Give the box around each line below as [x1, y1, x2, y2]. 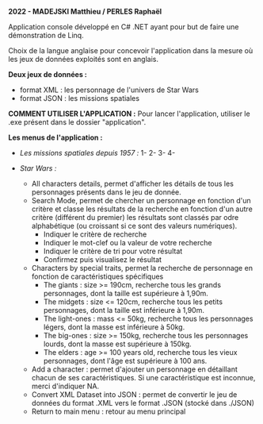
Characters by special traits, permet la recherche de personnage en [31, 264, 253, 272]
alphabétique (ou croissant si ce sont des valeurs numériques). [31, 222, 238, 230]
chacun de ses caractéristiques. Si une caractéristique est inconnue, [31, 373, 256, 382]
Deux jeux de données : [8, 70, 87, 79]
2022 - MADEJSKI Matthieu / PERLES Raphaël [8, 7, 162, 16]
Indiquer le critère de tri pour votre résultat [43, 246, 183, 256]
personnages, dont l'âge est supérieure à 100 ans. [43, 357, 208, 365]
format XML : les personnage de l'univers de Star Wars [19, 85, 200, 94]
